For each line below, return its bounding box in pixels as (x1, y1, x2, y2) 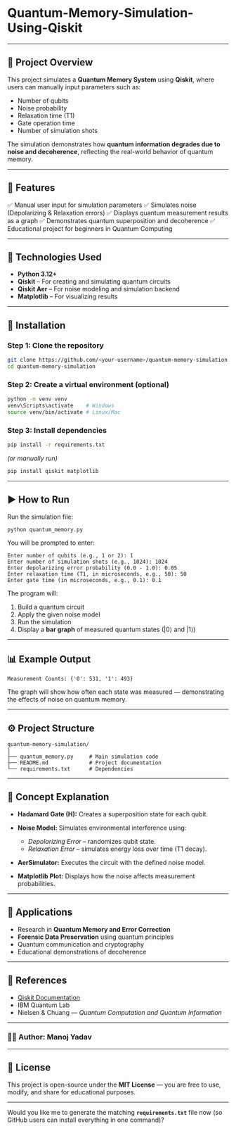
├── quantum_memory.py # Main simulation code (7, 753, 159, 761)
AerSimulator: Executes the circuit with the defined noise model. (17, 858, 206, 866)
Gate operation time (17, 118, 75, 127)
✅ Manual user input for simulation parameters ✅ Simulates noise (7, 201, 197, 209)
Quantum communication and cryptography (17, 940, 145, 948)
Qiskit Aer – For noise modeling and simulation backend (17, 285, 181, 293)
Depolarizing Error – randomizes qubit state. (27, 837, 156, 845)
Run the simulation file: (7, 512, 74, 521)
